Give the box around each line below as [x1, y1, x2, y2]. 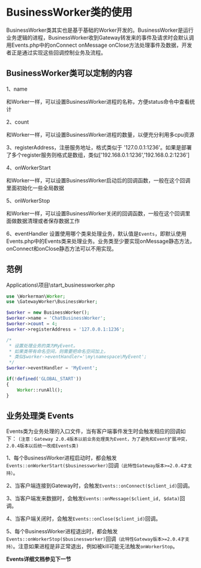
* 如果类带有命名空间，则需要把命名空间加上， [8, 348, 109, 354]
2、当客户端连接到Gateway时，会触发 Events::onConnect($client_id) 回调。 [6, 482, 193, 489]
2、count [6, 118, 29, 125]
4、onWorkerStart [6, 164, 51, 171]
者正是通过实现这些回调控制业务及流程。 [6, 49, 106, 56]
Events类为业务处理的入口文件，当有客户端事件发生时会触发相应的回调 [6, 428, 181, 435]
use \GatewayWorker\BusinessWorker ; [6, 299, 98, 305]
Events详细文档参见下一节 [6, 555, 71, 563]
